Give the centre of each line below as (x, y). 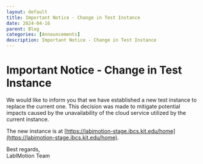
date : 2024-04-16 (28, 23)
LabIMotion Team (28, 155)
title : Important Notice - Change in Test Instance (73, 18)
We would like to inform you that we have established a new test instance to (101, 100)
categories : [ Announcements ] (43, 35)
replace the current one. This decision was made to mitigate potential (94, 106)
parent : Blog (23, 29)
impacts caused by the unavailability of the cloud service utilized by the (96, 112)
